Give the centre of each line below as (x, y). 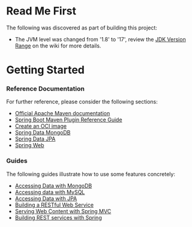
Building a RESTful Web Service (54, 205)
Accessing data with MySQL (50, 192)
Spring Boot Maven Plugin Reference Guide (68, 120)
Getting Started (46, 70)
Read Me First (41, 11)
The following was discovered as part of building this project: (82, 28)
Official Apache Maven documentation (62, 114)
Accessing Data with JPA (46, 198)
